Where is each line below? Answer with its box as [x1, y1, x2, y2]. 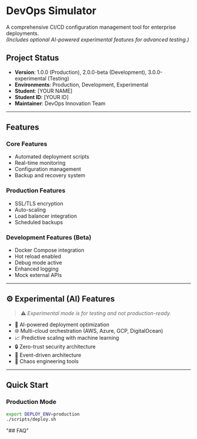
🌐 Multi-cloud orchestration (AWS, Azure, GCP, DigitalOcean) [14, 327, 164, 334]
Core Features [6, 140, 47, 148]
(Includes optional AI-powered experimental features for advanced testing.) [6, 36, 189, 43]
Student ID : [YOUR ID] [14, 93, 69, 100]
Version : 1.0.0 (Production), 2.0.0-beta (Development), [14, 69, 147, 76]
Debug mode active [14, 259, 63, 266]
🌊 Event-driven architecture [14, 351, 81, 359]
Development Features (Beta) [6, 233, 92, 241]
